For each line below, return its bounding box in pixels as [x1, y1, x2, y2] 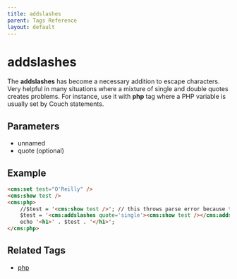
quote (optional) [17, 146, 65, 155]
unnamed [17, 139, 46, 148]
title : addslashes [7, 10, 61, 18]
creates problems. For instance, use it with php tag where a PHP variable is [7, 93, 226, 101]
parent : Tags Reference [7, 17, 78, 24]
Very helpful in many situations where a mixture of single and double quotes [7, 85, 229, 93]
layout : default [7, 23, 55, 30]
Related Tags [7, 244, 66, 256]
